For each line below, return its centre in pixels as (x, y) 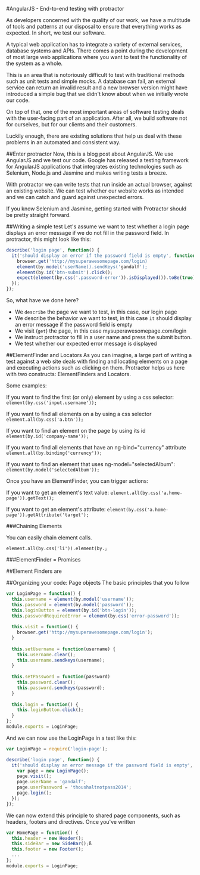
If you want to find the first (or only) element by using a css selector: (90, 397)
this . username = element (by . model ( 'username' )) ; (73, 599)
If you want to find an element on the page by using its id (76, 431)
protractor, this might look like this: (49, 239)
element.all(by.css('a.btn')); (45, 420)
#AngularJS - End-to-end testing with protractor (65, 9)
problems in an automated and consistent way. (63, 142)
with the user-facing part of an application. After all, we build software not (97, 118)
